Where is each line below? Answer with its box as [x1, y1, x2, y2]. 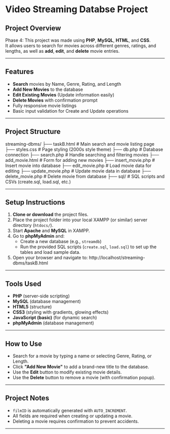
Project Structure [5, 127, 61, 136]
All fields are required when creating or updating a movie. [12, 413, 133, 419]
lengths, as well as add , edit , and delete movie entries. [5, 48, 120, 54]
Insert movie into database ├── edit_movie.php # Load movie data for [5, 162, 152, 169]
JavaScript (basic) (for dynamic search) [12, 315, 97, 321]
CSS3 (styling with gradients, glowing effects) [12, 309, 109, 315]
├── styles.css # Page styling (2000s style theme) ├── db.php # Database [5, 146, 163, 152]
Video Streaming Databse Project [5, 4, 148, 15]
